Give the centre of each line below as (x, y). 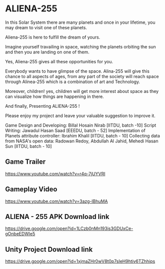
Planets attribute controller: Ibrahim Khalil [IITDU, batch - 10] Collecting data (82, 135)
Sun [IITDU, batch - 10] (28, 146)
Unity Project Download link (49, 249)
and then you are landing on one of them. (47, 52)
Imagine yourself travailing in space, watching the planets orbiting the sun (81, 46)
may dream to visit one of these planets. (46, 27)
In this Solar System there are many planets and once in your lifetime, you (80, 22)
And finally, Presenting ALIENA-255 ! (43, 106)
